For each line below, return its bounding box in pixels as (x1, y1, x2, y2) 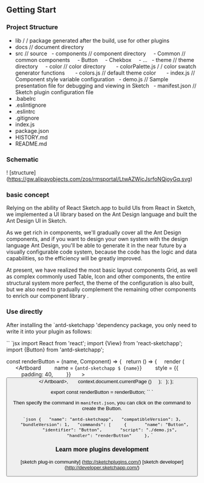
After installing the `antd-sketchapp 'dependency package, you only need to (6, 321, 197, 328)
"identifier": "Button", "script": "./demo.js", (42, 427, 177, 433)
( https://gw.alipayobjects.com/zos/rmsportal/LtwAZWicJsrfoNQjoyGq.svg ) (6, 175, 193, 183)
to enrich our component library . (6, 292, 89, 300)
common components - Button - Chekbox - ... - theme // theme (15, 56, 194, 63)
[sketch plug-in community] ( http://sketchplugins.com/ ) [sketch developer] (20, 458, 184, 465)
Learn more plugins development (55, 446, 149, 453)
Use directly (6, 308, 43, 316)
